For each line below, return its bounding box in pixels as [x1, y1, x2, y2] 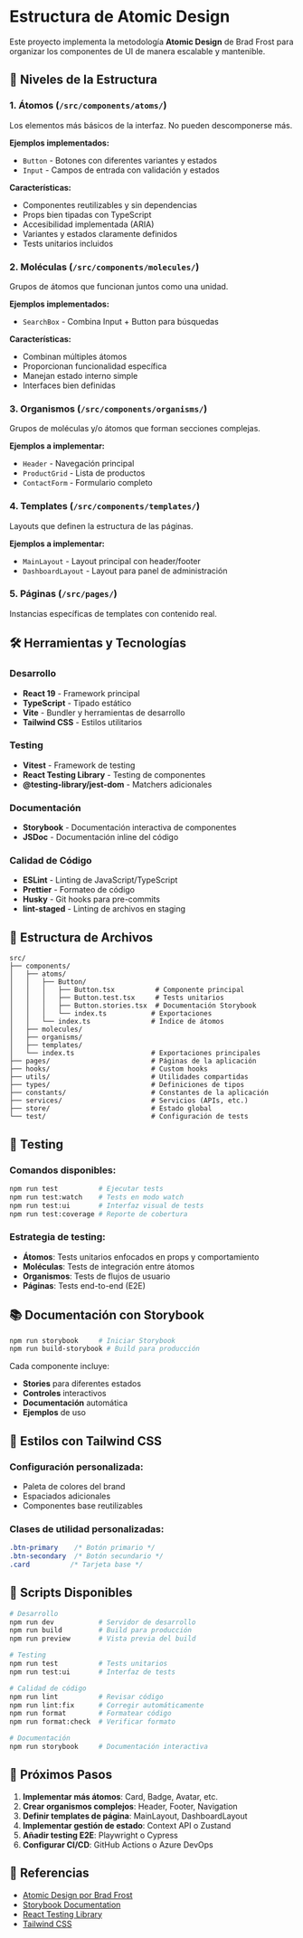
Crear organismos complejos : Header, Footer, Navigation [22, 1801, 238, 1811]
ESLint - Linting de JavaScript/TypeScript [22, 874, 178, 885]
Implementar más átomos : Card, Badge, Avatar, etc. [22, 1791, 219, 1801]
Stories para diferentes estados [22, 1378, 142, 1389]
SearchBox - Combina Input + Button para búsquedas [22, 316, 219, 326]
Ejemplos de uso [22, 1407, 86, 1418]
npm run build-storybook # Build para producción [9, 1345, 201, 1354]
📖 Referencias [9, 1866, 90, 1881]
